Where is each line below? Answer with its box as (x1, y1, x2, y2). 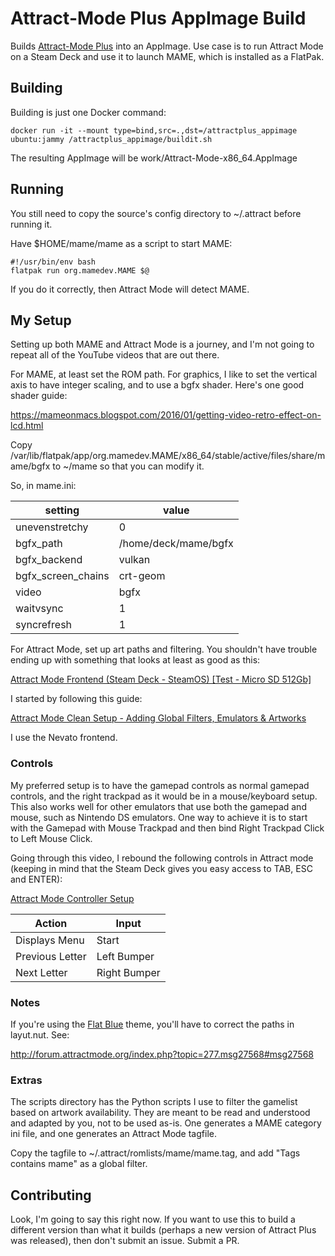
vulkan (118, 553, 151, 567)
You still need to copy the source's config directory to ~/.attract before (10, 207, 302, 219)
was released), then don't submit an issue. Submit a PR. (10, 1235, 240, 1247)
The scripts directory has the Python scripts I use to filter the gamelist (10, 1096, 298, 1108)
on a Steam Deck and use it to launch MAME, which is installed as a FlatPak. (10, 50, 325, 62)
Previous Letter (15, 949, 87, 963)
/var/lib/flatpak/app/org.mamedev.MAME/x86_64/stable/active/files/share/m (10, 450, 326, 462)
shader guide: (10, 390, 68, 402)
